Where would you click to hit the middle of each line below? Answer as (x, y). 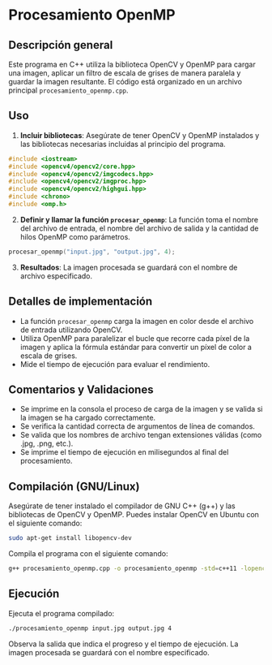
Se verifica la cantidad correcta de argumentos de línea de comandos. (137, 426)
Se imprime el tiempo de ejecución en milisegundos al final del (124, 452)
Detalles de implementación (81, 302)
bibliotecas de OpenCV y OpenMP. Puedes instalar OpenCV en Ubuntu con (134, 515)
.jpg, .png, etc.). (47, 443)
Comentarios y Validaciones (81, 390)
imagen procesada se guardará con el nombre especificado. (109, 652)
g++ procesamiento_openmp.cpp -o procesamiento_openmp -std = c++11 (123, 569)
